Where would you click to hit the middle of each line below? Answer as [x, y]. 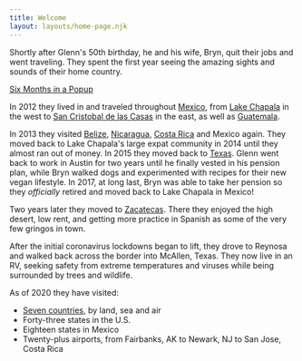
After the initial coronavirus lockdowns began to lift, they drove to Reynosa [148, 246]
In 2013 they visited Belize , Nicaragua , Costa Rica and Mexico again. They [148, 133]
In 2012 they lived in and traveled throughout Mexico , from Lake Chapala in [150, 106]
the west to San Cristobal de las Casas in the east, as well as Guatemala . [145, 116]
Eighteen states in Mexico [71, 329]
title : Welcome [38, 18]
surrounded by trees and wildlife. [71, 275]
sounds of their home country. [66, 71]
